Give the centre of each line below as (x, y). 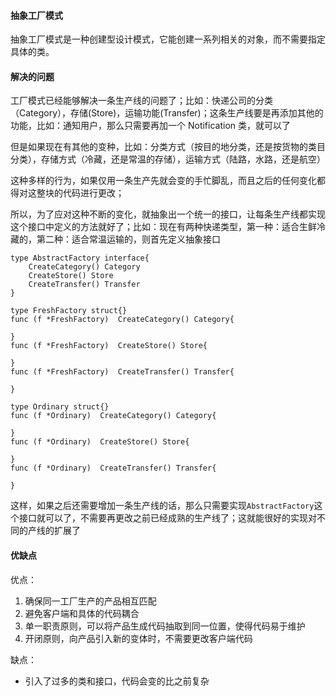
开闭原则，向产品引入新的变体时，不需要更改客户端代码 (138, 638)
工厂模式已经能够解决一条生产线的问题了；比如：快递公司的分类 (141, 101)
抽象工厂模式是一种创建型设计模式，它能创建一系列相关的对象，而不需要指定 (168, 39)
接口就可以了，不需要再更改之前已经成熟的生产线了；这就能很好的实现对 (167, 518)
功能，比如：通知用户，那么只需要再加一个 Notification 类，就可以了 (150, 126)
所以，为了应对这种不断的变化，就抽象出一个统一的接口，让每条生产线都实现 (168, 214)
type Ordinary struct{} (60, 407)
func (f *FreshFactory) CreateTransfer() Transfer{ (122, 372)
